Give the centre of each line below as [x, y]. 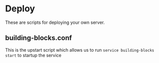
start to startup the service [33, 55]
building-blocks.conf [39, 38]
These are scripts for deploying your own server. [55, 22]
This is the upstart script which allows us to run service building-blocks [80, 50]
